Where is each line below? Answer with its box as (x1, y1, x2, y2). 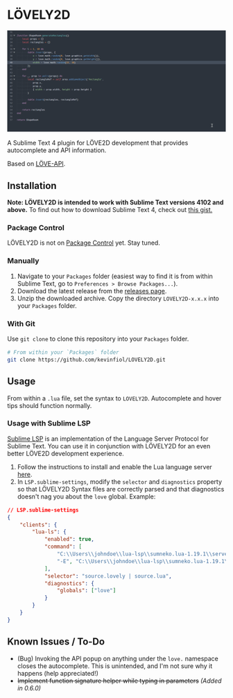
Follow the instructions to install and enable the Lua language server (17, 462, 213, 471)
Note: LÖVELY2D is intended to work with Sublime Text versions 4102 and (7, 198, 224, 206)
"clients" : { (19, 521, 58, 528)
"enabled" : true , (44, 536, 95, 543)
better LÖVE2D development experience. (7, 449, 124, 457)
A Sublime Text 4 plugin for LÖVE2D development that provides (7, 139, 189, 147)
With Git (7, 318, 36, 328)
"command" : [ (44, 543, 82, 551)
